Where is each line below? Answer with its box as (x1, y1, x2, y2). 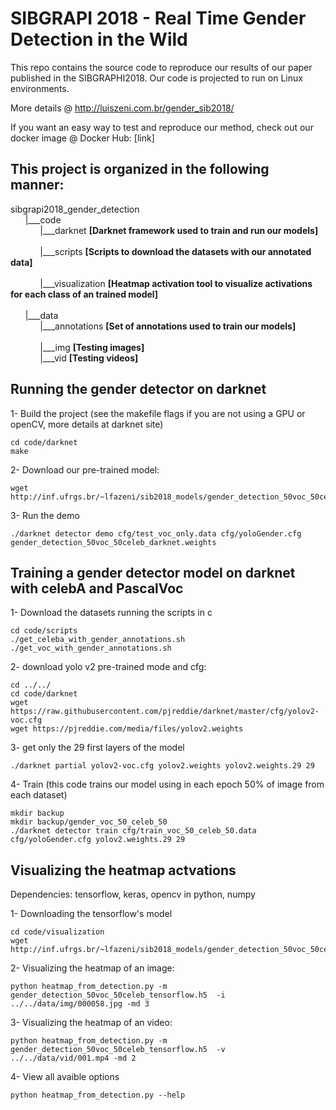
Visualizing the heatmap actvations (10, 862, 237, 879)
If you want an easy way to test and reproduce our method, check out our (10, 121, 314, 133)
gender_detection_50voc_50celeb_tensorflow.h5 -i (10, 990, 226, 1001)
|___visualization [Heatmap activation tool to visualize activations (39, 277, 313, 289)
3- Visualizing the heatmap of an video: (10, 1017, 173, 1029)
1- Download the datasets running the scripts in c (10, 607, 213, 619)
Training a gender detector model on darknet (10, 564, 296, 581)
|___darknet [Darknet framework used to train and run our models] (39, 224, 319, 236)
